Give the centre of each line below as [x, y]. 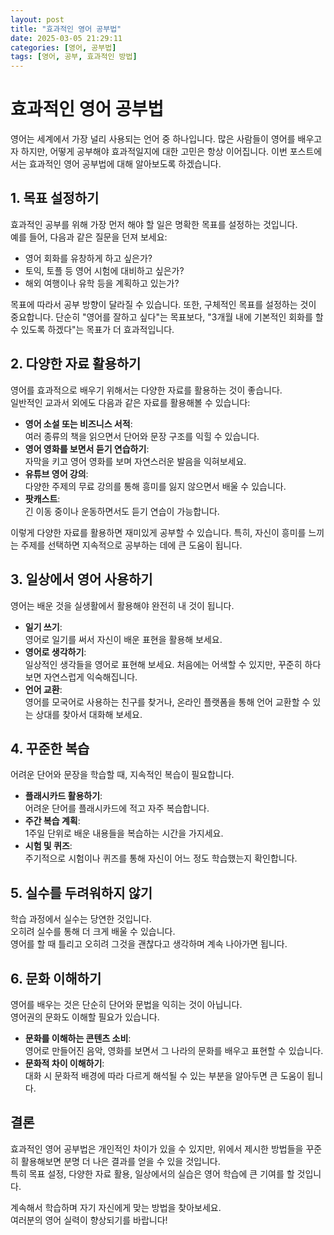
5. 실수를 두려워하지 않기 [81, 892]
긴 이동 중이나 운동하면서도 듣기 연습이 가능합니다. [122, 511]
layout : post [37, 19]
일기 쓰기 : [43, 627]
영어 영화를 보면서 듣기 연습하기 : [87, 448]
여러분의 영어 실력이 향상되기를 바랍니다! [89, 1220]
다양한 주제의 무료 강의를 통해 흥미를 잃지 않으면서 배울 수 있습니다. [155, 486]
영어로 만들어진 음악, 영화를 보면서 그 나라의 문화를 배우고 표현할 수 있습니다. [174, 1050]
